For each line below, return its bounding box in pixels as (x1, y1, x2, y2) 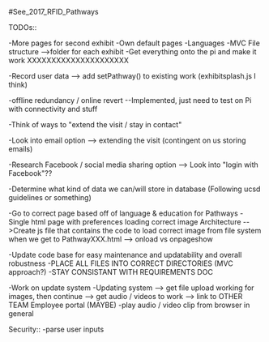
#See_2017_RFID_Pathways (8, 7, 99, 16)
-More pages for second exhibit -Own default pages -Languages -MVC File (8, 38, 261, 48)
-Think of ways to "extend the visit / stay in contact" (8, 120, 182, 129)
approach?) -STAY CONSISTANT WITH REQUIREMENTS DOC (8, 267, 213, 276)
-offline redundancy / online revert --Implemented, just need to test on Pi (8, 96, 252, 105)
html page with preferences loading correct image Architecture (31, 217, 241, 226)
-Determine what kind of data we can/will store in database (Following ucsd (8, 184, 261, 194)
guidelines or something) (8, 193, 92, 202)
